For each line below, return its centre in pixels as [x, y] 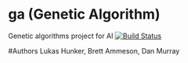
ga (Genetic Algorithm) [84, 14]
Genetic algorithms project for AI [61, 36]
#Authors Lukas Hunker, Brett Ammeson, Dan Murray [94, 51]
